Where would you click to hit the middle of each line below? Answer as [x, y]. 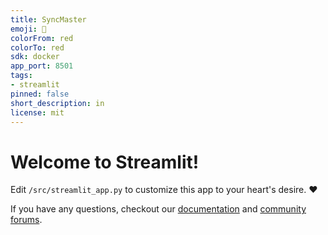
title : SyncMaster [48, 19]
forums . [26, 220]
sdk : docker [35, 57]
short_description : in [57, 103]
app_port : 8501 [42, 66]
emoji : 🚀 [28, 29]
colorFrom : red [42, 38]
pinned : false [40, 94]
